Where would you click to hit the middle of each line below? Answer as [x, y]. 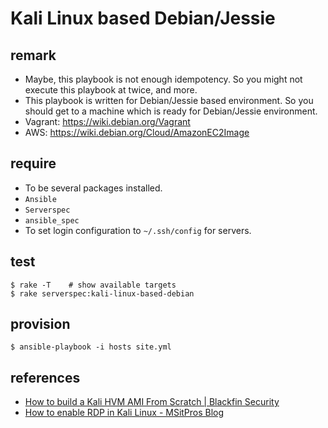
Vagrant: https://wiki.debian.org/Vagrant [107, 121]
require [33, 163]
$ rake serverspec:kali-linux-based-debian [102, 293]
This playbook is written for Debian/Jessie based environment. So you [169, 100]
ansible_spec [52, 220]
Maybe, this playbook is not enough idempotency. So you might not [163, 79]
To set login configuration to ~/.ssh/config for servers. [138, 230]
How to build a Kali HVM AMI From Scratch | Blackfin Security [152, 402]
